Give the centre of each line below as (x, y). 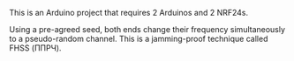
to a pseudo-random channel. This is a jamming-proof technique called (139, 39)
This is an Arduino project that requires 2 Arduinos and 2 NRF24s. (129, 13)
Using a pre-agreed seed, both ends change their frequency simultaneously (147, 29)
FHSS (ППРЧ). (35, 48)
